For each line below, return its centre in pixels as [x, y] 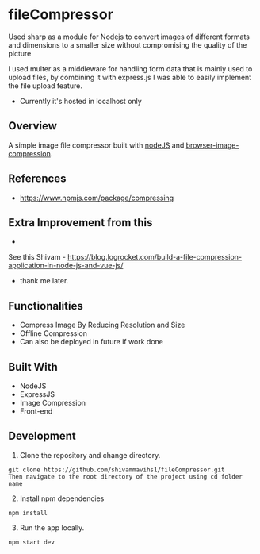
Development [42, 436]
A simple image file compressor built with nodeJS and [96, 145]
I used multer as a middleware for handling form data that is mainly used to [130, 68]
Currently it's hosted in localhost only [81, 101]
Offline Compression [53, 333]
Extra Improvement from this [80, 223]
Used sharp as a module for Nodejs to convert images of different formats [129, 37]
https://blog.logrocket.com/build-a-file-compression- [155, 257]
